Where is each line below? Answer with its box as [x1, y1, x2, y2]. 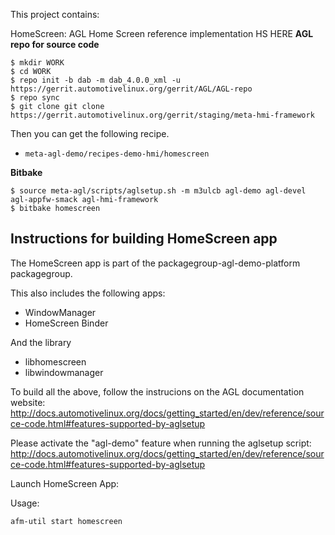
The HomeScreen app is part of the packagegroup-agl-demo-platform [10, 257, 301, 269]
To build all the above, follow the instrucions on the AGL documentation [10, 385, 305, 398]
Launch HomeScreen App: [10, 477, 120, 489]
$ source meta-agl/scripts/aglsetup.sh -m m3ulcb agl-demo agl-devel [10, 186, 307, 196]
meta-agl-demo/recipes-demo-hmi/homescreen [24, 149, 210, 159]
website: [10, 396, 46, 408]
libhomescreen [24, 355, 87, 368]
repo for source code [10, 39, 100, 50]
